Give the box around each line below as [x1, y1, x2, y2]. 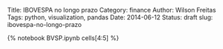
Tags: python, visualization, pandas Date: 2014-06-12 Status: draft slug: [7, 13, 213, 21]
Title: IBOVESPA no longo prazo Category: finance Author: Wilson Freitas [7, 6, 216, 14]
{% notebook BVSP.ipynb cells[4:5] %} [7, 34, 120, 42]
